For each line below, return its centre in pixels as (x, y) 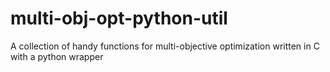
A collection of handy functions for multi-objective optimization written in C (165, 46)
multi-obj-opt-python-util (119, 18)
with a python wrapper (57, 56)
